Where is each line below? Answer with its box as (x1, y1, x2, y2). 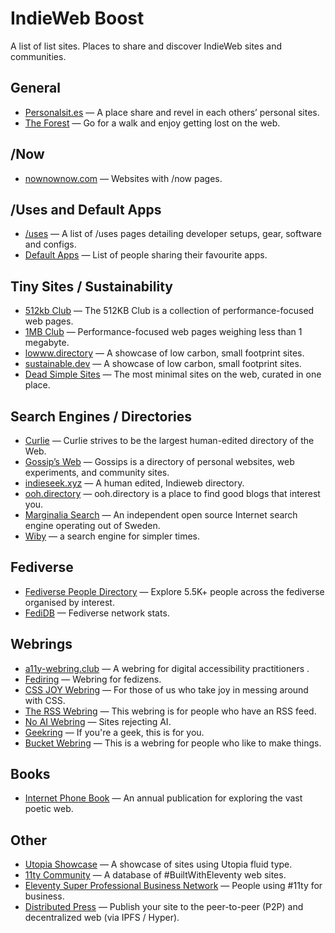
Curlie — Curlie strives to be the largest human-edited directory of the (24, 435, 315, 446)
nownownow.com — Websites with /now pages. (24, 172, 223, 184)
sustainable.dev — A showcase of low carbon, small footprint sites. (24, 358, 302, 370)
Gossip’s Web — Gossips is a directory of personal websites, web (24, 456, 295, 467)
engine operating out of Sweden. (24, 520, 161, 531)
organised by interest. (24, 596, 115, 608)
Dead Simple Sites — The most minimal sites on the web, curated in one (24, 368, 322, 381)
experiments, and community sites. (24, 467, 170, 478)
